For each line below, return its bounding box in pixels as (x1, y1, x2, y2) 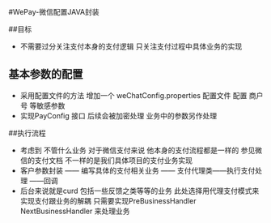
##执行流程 (8, 128, 46, 138)
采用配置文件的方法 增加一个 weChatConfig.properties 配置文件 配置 (19, 90, 248, 100)
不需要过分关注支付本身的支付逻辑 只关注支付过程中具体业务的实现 (19, 41, 243, 51)
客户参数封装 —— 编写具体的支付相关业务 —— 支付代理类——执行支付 (19, 165, 256, 175)
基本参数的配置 (8, 67, 83, 81)
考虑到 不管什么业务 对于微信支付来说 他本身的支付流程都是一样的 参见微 (19, 145, 263, 155)
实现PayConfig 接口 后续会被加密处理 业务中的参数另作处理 (19, 110, 218, 120)
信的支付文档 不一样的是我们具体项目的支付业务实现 (19, 155, 193, 165)
